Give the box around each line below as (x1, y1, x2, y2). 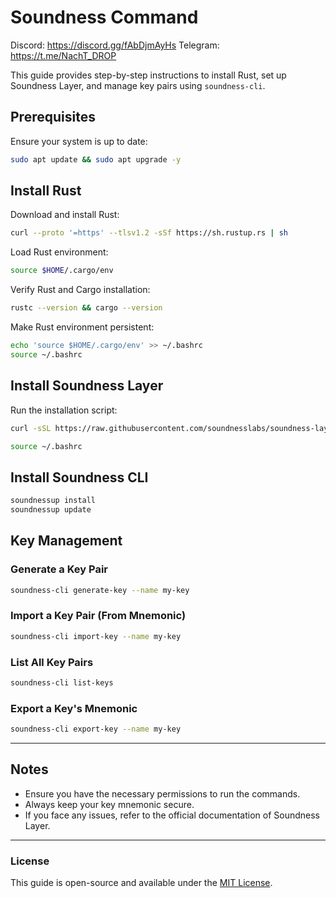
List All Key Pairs (10, 655, 94, 669)
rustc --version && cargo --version (10, 303, 163, 313)
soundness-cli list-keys (10, 677, 114, 688)
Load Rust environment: (10, 246, 109, 258)
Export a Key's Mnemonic (10, 701, 138, 715)
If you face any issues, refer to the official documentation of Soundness (24, 809, 321, 821)
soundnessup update (10, 505, 92, 515)
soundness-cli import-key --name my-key (10, 631, 182, 641)
